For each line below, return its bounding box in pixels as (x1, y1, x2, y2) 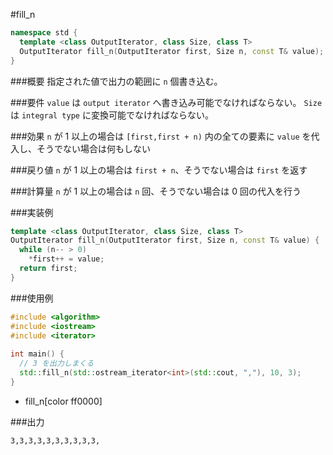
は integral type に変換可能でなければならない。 (10, 109, 214, 121)
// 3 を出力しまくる (19, 359, 95, 369)
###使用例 (10, 292, 54, 304)
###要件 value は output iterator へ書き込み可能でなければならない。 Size (10, 96, 323, 108)
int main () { (10, 349, 65, 359)
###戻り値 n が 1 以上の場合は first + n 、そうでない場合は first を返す (10, 164, 308, 176)
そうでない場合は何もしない (36, 142, 151, 154)
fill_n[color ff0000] (24, 395, 103, 407)
